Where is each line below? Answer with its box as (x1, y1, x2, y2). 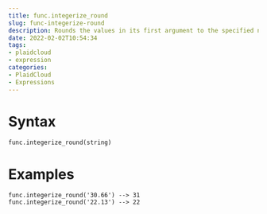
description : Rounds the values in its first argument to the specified (8, 26, 254, 34)
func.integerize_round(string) (8, 138, 112, 147)
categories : (8, 64, 48, 72)
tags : (8, 41, 26, 49)
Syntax (8, 112, 56, 130)
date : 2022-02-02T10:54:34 (8, 33, 98, 42)
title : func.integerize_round (8, 11, 109, 20)
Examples (8, 165, 75, 183)
